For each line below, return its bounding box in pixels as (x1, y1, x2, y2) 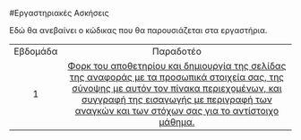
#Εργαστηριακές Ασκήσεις (9, 8, 109, 18)
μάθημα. (159, 116, 195, 128)
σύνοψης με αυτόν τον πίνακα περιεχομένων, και (71, 83, 282, 94)
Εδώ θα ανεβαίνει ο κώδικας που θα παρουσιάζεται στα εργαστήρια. (9, 25, 268, 35)
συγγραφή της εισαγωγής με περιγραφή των (82, 93, 273, 106)
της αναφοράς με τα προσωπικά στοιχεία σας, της (69, 71, 285, 83)
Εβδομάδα (13, 45, 58, 57)
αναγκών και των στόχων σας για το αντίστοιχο (74, 105, 279, 117)
